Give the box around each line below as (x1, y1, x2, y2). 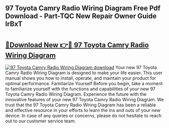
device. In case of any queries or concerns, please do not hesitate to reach (5, 113, 162, 118)
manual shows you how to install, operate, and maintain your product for (5, 75, 156, 81)
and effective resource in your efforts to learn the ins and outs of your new (5, 107, 161, 113)
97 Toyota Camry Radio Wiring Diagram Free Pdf (5, 4, 161, 13)
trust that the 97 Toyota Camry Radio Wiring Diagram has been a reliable (5, 102, 156, 108)
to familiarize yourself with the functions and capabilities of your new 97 (5, 86, 156, 92)
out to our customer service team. (5, 118, 76, 124)
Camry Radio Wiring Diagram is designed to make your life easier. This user (5, 70, 163, 76)
